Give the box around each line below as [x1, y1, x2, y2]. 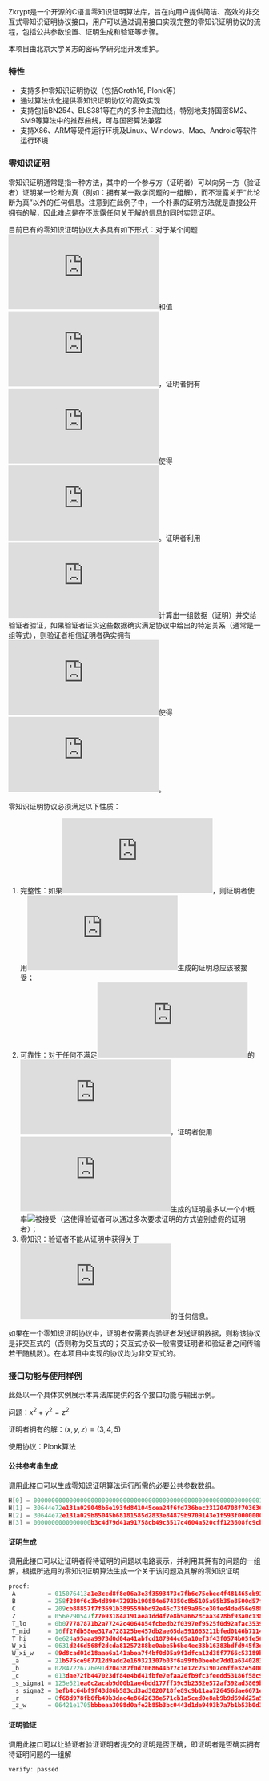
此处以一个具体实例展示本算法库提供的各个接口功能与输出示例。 [8, 1389, 219, 1400]
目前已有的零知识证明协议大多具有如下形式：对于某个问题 [8, 224, 198, 234]
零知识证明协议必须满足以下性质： [8, 801, 121, 811]
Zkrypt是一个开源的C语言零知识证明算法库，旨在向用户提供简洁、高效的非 [8, 7, 253, 16]
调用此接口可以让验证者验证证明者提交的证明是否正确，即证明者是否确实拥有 [8, 1739, 261, 1749]
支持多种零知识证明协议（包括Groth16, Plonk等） [19, 86, 180, 95]
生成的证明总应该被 [177, 962, 241, 972]
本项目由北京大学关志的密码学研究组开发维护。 [8, 44, 163, 54]
